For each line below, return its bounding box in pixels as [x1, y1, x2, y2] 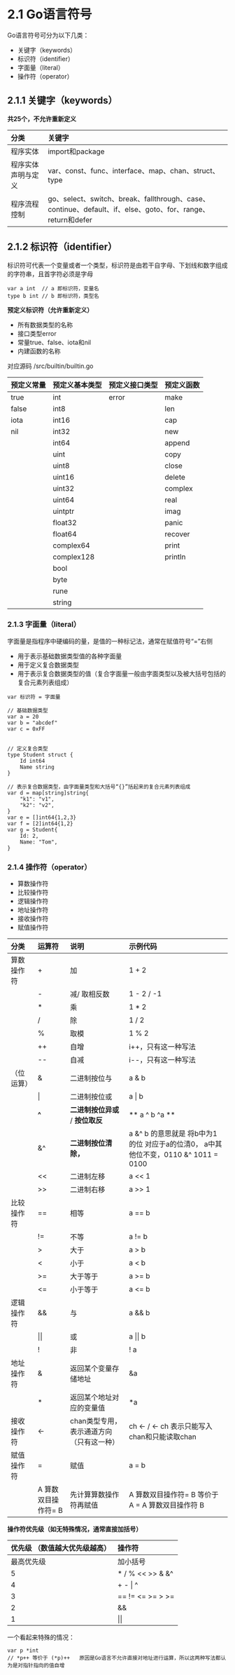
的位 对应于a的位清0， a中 [129, 1139, 215, 1149]
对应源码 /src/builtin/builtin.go [7, 362, 94, 370]
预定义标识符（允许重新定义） [7, 306, 93, 314]
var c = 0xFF [7, 725, 45, 733]
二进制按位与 [69, 1073, 113, 1083]
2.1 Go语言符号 [7, 6, 92, 22]
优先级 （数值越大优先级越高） [10, 1543, 111, 1553]
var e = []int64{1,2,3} [7, 814, 77, 821]
